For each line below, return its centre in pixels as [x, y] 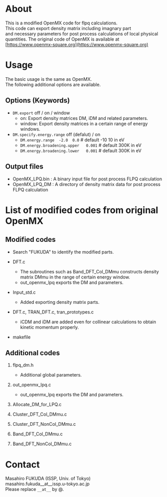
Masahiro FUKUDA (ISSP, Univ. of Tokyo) [48, 479]
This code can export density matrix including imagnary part [68, 28]
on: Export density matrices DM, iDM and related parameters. [84, 118]
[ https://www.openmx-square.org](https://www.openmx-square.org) [77, 44]
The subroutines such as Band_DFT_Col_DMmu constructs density [90, 271]
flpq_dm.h [23, 365]
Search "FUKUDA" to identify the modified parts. [63, 252]
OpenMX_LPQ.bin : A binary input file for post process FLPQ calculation [87, 179]
